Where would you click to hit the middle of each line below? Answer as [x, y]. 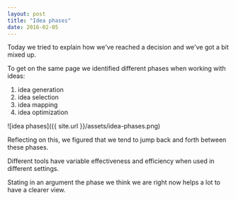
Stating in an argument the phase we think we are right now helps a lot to [114, 182]
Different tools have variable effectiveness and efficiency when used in [111, 161]
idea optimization [43, 112]
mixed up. [22, 55]
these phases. [28, 148]
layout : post [27, 14]
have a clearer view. [36, 190]
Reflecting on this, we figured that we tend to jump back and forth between [117, 140]
